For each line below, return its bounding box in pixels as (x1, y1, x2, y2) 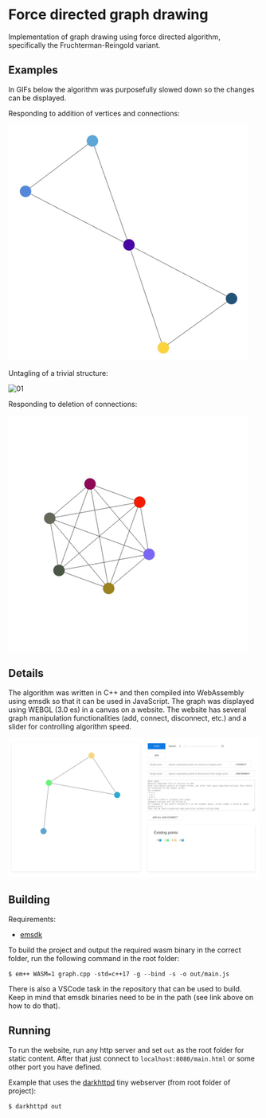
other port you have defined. (8, 1061, 102, 1072)
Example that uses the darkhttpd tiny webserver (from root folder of (8, 1077, 231, 1087)
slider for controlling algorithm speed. (8, 721, 132, 731)
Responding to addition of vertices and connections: (8, 108, 181, 118)
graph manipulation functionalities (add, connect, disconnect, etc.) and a (8, 713, 247, 722)
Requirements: (8, 914, 56, 924)
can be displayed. (8, 93, 67, 103)
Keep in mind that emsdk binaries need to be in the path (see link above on (8, 992, 254, 1002)
